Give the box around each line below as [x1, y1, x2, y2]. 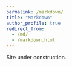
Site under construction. [6, 54, 67, 61]
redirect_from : [6, 25, 45, 32]
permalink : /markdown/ [6, 8, 64, 15]
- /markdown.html [11, 37, 56, 43]
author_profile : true [6, 20, 61, 26]
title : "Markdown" [6, 15, 53, 21]
